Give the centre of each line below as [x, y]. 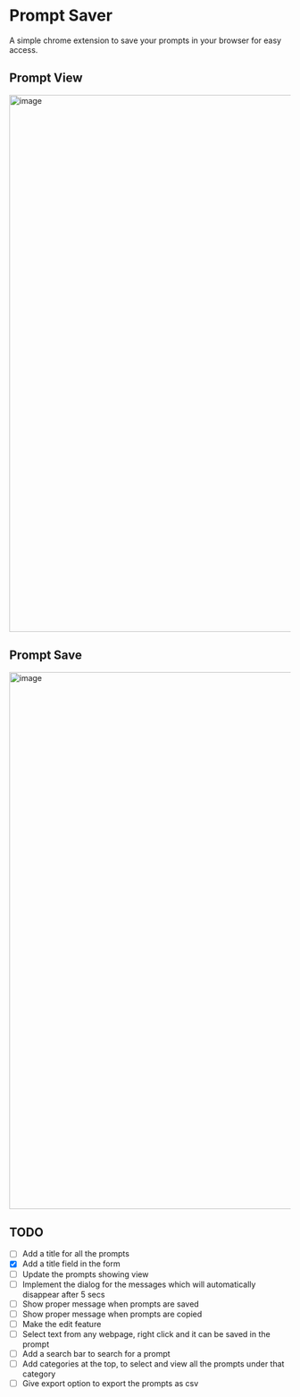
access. [24, 49]
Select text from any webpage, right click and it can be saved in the [146, 1333]
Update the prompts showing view [85, 1274]
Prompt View [46, 78]
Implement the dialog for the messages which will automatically [139, 1284]
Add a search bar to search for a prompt [96, 1353]
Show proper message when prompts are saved [110, 1304]
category [39, 1374]
